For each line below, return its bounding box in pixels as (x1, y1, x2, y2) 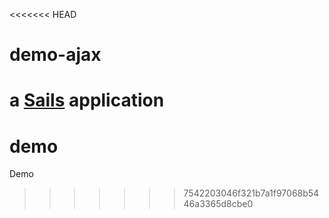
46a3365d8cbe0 (183, 198, 254, 210)
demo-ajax (9, 44, 102, 66)
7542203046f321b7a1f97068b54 (183, 187, 320, 199)
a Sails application (9, 89, 165, 112)
